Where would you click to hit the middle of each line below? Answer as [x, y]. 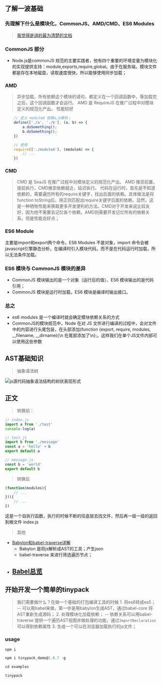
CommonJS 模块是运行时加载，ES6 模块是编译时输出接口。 [71, 292]
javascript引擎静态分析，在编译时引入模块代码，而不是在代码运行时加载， [78, 249]
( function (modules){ [26, 488]
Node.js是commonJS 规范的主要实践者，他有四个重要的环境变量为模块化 [84, 60]
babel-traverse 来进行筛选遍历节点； [56, 555]
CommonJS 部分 [25, 49]
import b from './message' [32, 442]
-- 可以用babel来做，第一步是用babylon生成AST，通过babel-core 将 [85, 608]
